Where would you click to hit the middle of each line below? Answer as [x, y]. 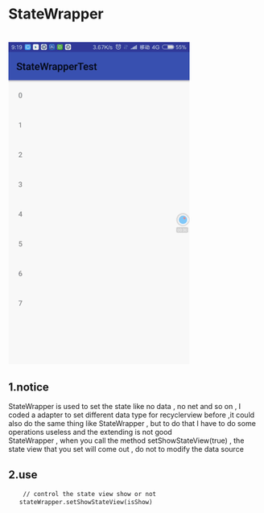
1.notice [29, 387]
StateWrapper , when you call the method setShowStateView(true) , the [126, 441]
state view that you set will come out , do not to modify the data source [126, 449]
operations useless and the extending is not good [91, 432]
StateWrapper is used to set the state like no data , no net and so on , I [125, 407]
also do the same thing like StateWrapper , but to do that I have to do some [132, 424]
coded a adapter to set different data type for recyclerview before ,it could [132, 415]
